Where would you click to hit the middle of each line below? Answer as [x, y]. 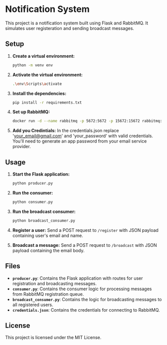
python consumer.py [33, 202]
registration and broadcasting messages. [55, 283]
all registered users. [33, 305]
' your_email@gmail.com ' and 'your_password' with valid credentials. [83, 136]
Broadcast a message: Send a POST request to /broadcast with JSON [84, 245]
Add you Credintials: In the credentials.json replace [66, 131]
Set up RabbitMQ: [31, 112]
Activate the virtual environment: [48, 75]
